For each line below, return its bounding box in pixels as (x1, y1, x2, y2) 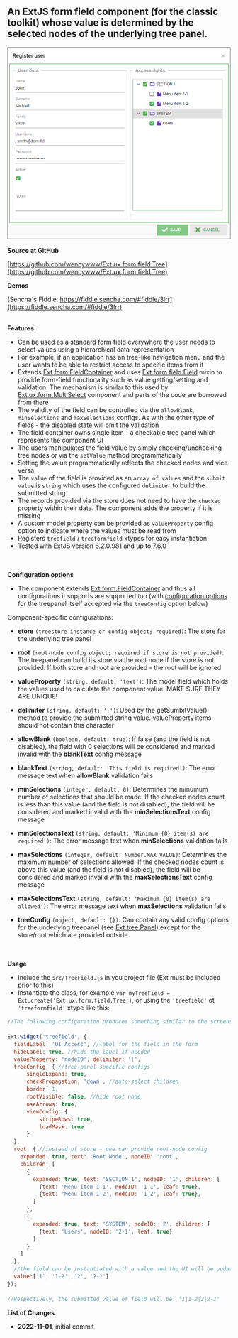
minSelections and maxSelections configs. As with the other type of (17, 414, 215, 422)
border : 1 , (25, 1086, 59, 1093)
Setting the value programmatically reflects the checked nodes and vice (17, 458, 228, 468)
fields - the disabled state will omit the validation (17, 421, 159, 429)
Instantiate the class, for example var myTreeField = (17, 988, 171, 997)
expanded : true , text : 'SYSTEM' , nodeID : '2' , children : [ (33, 1220, 211, 1228)
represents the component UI (17, 436, 104, 445)
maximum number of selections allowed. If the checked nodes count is (17, 858, 225, 866)
